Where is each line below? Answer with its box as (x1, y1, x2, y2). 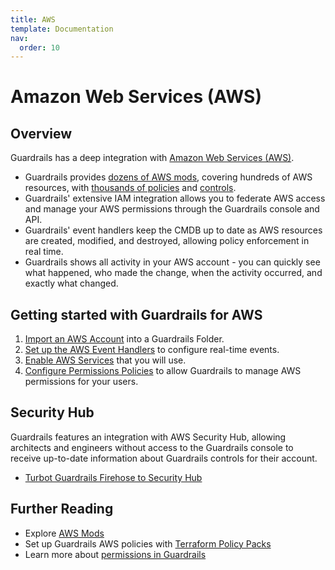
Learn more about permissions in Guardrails (24, 548, 207, 560)
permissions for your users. (24, 376, 139, 388)
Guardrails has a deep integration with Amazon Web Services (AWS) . (10, 152, 295, 164)
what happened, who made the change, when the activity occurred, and (24, 267, 323, 279)
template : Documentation (10, 24, 114, 34)
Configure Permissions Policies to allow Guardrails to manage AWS (24, 365, 302, 377)
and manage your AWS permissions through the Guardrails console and (24, 203, 320, 215)
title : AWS (10, 14, 56, 25)
